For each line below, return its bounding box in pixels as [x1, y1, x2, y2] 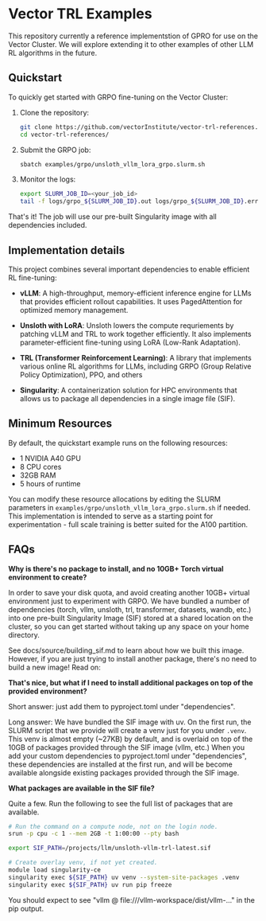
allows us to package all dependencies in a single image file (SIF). [19, 393, 236, 403]
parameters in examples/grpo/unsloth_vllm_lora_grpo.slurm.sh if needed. [8, 502, 251, 512]
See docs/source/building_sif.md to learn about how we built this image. [8, 646, 245, 655]
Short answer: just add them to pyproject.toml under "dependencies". [8, 701, 236, 711]
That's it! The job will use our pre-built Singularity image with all [8, 212, 217, 221]
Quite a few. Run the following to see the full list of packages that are [8, 798, 233, 808]
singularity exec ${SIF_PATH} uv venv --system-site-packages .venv [8, 873, 240, 881]
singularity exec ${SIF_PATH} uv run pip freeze [8, 880, 172, 888]
